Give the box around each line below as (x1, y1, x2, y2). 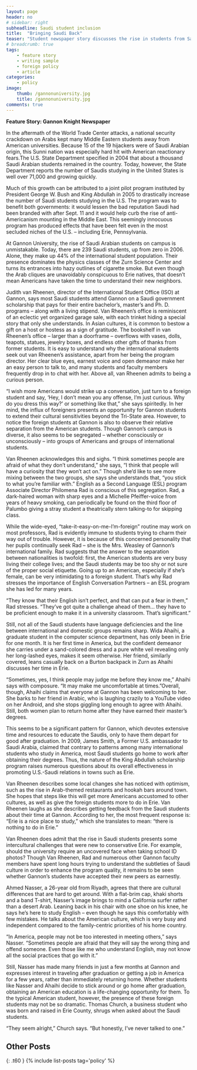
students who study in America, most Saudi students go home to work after (6, 750, 189, 757)
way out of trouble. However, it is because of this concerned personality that (6, 535, 191, 542)
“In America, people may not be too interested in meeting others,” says (6, 933, 177, 940)
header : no (6, 14, 33, 20)
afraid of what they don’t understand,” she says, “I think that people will (6, 461, 179, 468)
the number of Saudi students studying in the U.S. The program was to (6, 197, 177, 204)
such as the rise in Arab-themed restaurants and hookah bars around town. (6, 786, 188, 793)
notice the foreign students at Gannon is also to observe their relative (6, 418, 174, 426)
